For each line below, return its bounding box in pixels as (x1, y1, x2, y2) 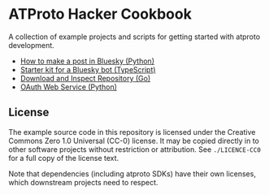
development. (8, 40, 54, 50)
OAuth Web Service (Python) (20, 82, 118, 92)
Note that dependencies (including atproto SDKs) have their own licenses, (8, 168, 256, 179)
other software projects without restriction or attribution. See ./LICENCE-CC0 (8, 144, 262, 154)
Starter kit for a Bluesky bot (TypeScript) (20, 64, 156, 74)
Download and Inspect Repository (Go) (20, 73, 151, 83)
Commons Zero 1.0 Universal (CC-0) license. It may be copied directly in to (8, 136, 260, 145)
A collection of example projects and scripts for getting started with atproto (8, 32, 261, 41)
